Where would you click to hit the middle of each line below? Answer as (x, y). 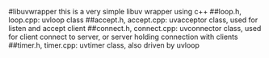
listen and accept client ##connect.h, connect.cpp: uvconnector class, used (135, 28)
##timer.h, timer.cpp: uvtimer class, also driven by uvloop (104, 45)
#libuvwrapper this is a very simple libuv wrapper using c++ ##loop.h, (125, 12)
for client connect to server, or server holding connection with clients (123, 37)
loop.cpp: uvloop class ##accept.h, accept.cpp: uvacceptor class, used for (133, 20)
